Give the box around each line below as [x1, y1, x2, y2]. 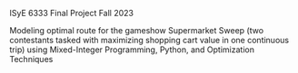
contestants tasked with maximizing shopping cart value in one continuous [9, 35, 289, 45]
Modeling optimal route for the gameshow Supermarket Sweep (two [9, 25, 264, 35]
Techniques [9, 54, 54, 64]
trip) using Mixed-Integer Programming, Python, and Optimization [9, 44, 254, 55]
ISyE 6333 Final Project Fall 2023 [9, 8, 134, 18]
